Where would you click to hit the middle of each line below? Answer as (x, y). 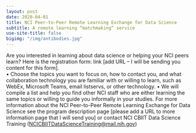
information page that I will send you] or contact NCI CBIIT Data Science (93, 117)
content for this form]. (33, 68)
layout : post (22, 11)
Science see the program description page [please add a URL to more (91, 111)
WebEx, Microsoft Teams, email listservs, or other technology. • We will (92, 86)
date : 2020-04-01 (27, 17)
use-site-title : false (34, 33)
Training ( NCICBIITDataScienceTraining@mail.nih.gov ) (72, 124)
